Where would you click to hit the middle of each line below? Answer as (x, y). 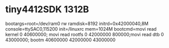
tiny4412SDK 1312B (47, 9)
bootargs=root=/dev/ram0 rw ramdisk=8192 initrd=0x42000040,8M (77, 23)
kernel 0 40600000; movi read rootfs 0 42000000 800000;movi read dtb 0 (85, 34)
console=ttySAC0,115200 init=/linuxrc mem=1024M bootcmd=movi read (81, 29)
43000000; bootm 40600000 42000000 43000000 (61, 40)
